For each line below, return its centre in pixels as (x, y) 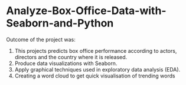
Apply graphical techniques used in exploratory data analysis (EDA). (97, 69)
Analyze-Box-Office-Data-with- (86, 11)
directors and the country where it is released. (71, 57)
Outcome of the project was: (41, 39)
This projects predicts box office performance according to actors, (96, 50)
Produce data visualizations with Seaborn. (66, 63)
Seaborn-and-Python (60, 23)
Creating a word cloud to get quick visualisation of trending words (95, 76)
